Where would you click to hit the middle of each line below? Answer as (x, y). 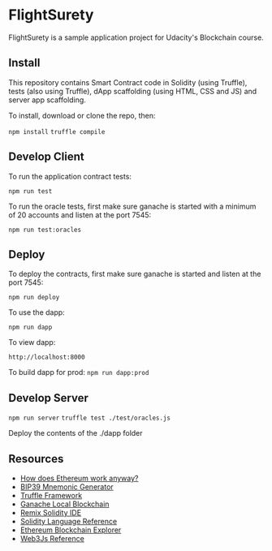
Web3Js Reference (52, 538)
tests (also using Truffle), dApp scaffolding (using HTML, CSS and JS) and (133, 91)
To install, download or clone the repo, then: (82, 115)
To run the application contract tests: (70, 176)
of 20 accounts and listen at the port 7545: (80, 215)
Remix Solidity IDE (51, 512)
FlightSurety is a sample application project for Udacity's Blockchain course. (136, 37)
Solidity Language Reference (69, 521)
